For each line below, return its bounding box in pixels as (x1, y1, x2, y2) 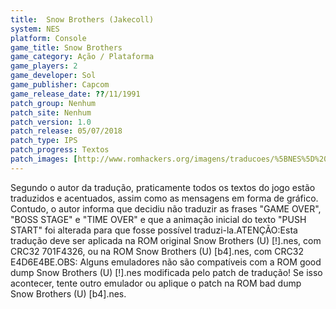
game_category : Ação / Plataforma (10, 52, 155, 62)
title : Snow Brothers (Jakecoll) (10, 14, 155, 25)
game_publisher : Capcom (10, 80, 110, 90)
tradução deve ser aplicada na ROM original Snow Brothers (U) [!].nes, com (10, 234, 322, 246)
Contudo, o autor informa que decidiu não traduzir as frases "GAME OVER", (10, 202, 322, 215)
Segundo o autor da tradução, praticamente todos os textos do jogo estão (10, 181, 316, 193)
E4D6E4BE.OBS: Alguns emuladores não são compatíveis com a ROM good (10, 256, 322, 268)
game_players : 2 (10, 61, 78, 71)
